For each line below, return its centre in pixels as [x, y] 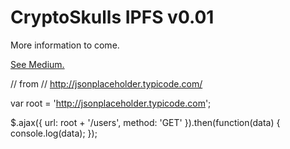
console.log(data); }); [54, 133]
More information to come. [65, 45]
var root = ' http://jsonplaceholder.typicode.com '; [111, 103]
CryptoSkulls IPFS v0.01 [112, 17]
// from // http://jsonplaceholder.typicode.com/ [106, 83]
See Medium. [37, 64]
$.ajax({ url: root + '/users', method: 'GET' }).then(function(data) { [145, 122]
